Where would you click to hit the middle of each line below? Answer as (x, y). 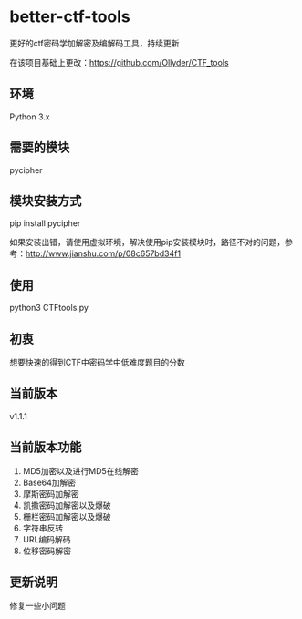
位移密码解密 (47, 551)
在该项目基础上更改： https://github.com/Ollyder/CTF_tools (120, 62)
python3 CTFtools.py (49, 308)
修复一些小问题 (37, 606)
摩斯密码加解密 (51, 493)
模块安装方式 (46, 201)
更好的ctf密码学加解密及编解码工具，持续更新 (94, 43)
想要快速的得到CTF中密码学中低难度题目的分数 (97, 362)
